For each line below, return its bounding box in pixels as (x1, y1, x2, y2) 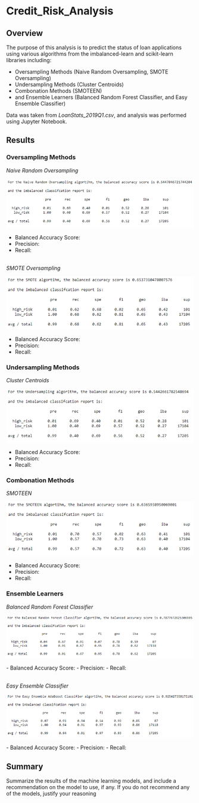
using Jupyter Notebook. (6, 118, 67, 125)
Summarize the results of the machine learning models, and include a (6, 777, 177, 784)
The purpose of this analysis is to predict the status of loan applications (6, 44, 182, 51)
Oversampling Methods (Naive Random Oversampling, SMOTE (14, 68, 169, 75)
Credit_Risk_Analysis (6, 4, 114, 18)
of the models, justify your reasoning (6, 790, 97, 797)
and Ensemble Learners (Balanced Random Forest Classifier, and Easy (14, 94, 188, 101)
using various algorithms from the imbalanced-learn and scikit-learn (6, 50, 174, 57)
